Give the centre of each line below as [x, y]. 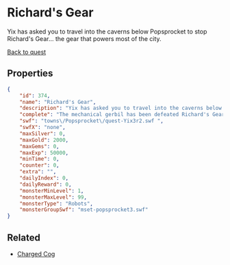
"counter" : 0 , [39, 165]
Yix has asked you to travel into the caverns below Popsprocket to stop [107, 31]
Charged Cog [36, 253]
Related [24, 237]
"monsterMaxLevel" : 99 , [53, 197]
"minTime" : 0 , [39, 159]
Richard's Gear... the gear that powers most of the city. [85, 38]
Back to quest [27, 52]
